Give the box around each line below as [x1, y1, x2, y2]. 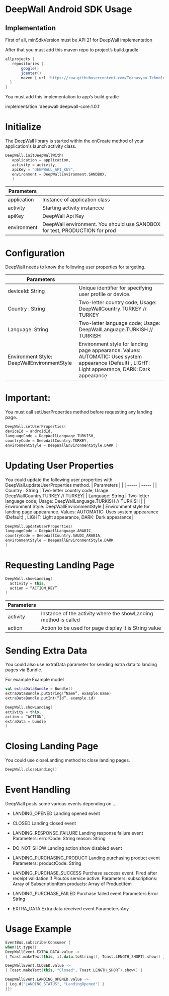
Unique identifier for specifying [78, 284, 152, 291]
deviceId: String [8, 287, 45, 295]
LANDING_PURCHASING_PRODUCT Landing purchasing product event [12, 855, 160, 861]
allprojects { [5, 56, 35, 62]
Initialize [5, 121, 42, 133]
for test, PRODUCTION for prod [42, 227, 116, 234]
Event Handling [5, 784, 70, 795]
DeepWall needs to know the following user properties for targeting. [5, 264, 146, 270]
